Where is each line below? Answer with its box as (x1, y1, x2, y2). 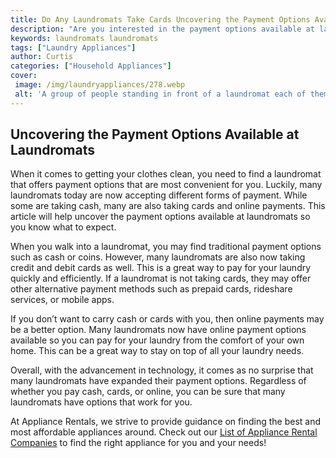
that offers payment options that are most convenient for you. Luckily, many (10, 179, 323, 191)
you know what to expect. (10, 221, 117, 233)
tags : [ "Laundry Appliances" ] (10, 42, 137, 53)
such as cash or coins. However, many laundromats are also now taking (10, 251, 306, 263)
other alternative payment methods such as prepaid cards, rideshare (10, 283, 293, 295)
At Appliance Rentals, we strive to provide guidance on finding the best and (10, 416, 321, 428)
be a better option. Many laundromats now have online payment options (10, 324, 307, 336)
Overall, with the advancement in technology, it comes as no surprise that (10, 364, 314, 376)
